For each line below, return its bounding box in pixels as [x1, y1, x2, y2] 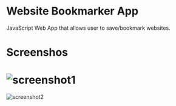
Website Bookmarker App [6, 4, 138, 18]
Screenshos [6, 45, 69, 59]
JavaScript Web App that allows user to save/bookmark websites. [6, 24, 171, 31]
